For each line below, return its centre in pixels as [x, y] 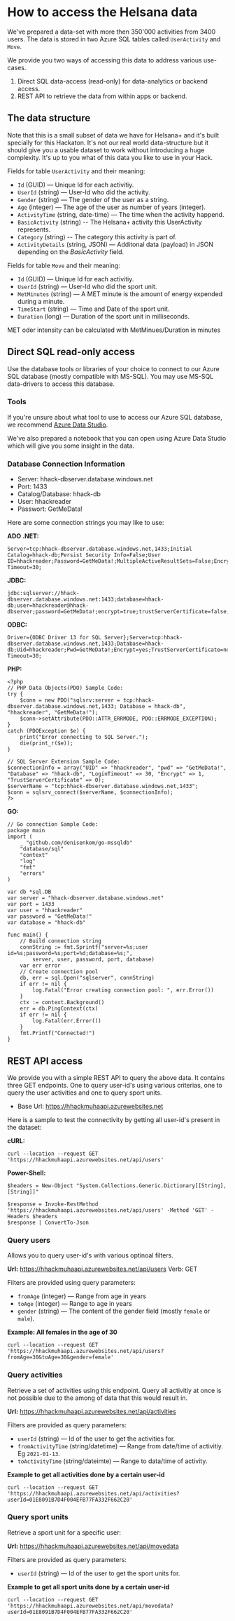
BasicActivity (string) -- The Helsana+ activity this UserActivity [109, 222]
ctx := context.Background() [62, 1003]
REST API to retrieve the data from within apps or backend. [102, 96]
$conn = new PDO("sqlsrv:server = [70, 700]
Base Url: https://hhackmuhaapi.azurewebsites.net [90, 1106]
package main [26, 831]
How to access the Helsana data [102, 12]
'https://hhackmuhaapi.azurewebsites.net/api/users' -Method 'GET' [108, 1210]
